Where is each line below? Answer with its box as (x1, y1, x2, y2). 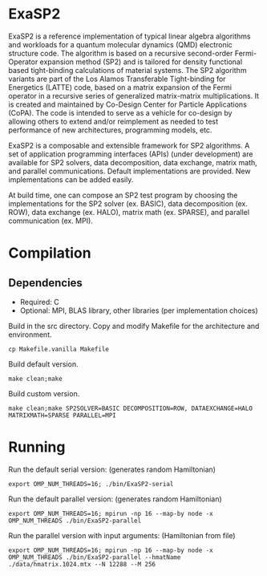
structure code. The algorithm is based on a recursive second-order (8, 48, 233, 58)
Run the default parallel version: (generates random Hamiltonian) (8, 494, 222, 504)
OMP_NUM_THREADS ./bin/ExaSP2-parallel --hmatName (8, 553, 181, 562)
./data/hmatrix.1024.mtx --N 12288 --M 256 (8, 560, 156, 568)
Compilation (8, 244, 91, 262)
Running (8, 438, 66, 456)
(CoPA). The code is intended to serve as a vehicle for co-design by (8, 107, 233, 117)
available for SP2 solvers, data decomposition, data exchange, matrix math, (8, 157, 258, 167)
